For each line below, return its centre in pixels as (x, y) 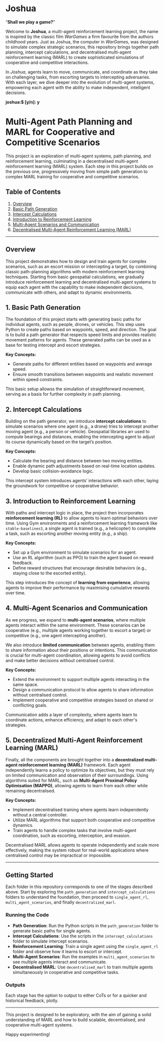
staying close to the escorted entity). (49, 573)
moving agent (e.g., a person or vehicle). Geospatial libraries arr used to (78, 432)
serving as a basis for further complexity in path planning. (64, 394)
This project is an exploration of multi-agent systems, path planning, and (78, 156)
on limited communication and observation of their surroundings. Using (77, 775)
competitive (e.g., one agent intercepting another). (56, 635)
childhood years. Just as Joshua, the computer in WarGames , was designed (82, 41)
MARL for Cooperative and (60, 132)
